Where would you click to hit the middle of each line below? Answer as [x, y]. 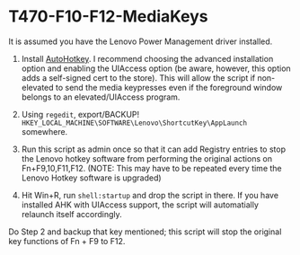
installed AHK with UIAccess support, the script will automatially [140, 205]
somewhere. [44, 131]
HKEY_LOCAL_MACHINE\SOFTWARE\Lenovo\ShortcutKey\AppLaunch [134, 123]
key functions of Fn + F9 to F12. [67, 241]
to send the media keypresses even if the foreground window [169, 87]
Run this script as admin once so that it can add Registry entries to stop [154, 149]
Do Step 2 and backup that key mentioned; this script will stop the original [145, 232]
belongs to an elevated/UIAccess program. [101, 97]
